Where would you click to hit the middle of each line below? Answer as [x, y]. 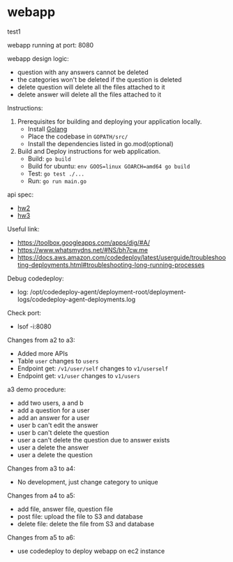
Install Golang [47, 129]
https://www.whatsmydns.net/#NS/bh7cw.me [83, 250]
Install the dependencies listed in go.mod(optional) [100, 143]
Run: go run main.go [57, 181]
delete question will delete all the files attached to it [91, 87]
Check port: [24, 312]
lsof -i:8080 [34, 326]
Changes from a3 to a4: [41, 468]
